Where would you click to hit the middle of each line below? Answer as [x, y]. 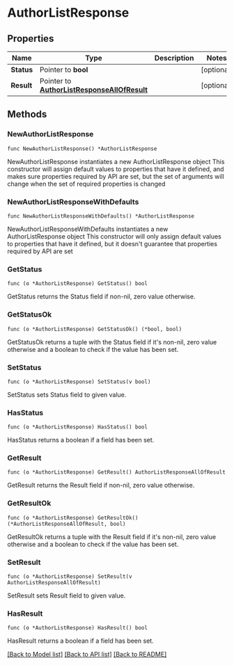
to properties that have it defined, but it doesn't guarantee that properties [112, 243]
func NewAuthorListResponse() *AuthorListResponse [82, 149]
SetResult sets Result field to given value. [67, 595]
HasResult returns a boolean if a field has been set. [81, 641]
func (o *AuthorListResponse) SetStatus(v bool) [79, 382]
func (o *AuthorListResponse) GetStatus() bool [78, 284]
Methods [27, 114]
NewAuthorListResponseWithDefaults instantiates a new [88, 229]
